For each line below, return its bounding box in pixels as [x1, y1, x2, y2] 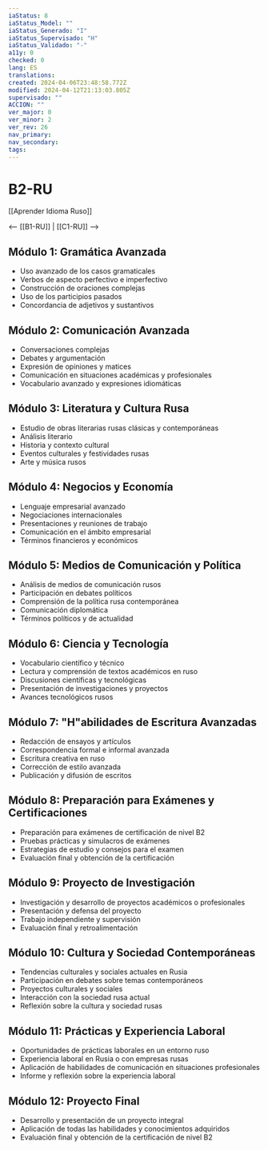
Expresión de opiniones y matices [19, 361, 132, 371]
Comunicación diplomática [19, 605, 109, 615]
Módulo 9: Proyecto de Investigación [8, 876, 196, 890]
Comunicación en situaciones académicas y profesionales [19, 369, 212, 380]
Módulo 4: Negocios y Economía [8, 481, 174, 494]
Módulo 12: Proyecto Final [8, 1094, 140, 1108]
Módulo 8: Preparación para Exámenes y [8, 793, 214, 808]
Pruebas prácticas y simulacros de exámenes [19, 836, 170, 845]
